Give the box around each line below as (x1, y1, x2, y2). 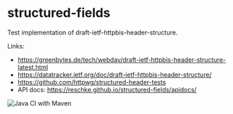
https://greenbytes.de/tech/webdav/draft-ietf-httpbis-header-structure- (17, 55, 227, 64)
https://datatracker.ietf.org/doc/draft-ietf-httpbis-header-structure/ (17, 70, 213, 79)
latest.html (17, 63, 49, 71)
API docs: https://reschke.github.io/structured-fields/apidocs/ (17, 85, 197, 94)
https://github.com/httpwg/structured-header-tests (17, 77, 167, 86)
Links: (7, 42, 25, 50)
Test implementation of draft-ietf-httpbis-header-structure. (7, 28, 178, 37)
